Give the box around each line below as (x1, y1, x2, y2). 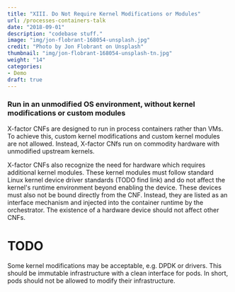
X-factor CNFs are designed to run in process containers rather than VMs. (7, 124, 224, 133)
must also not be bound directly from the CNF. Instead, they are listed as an (7, 190, 228, 199)
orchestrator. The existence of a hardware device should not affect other (7, 206, 219, 214)
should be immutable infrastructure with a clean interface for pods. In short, (7, 269, 229, 277)
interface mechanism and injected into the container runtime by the (7, 198, 204, 206)
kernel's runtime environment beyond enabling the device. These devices (7, 183, 222, 192)
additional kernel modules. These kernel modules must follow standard (7, 168, 214, 177)
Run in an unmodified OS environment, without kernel (7, 100, 196, 110)
